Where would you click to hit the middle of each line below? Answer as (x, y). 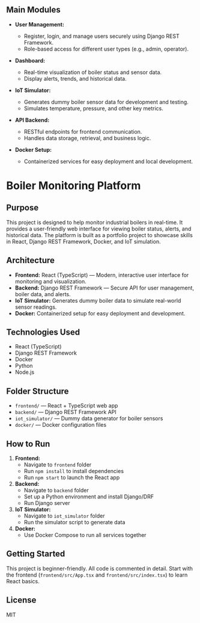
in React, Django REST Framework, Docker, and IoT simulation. (83, 241)
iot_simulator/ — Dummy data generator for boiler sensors (89, 418)
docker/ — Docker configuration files (61, 425)
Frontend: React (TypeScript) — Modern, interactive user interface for (102, 275)
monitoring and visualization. (51, 281)
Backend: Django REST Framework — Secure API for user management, (104, 288)
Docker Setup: (33, 149)
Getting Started (36, 554)
